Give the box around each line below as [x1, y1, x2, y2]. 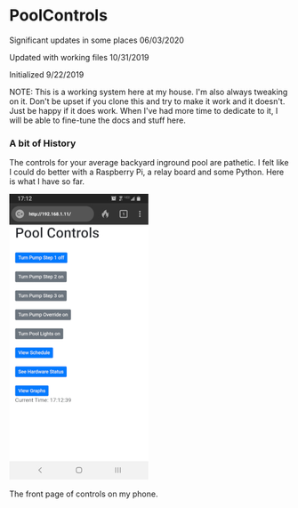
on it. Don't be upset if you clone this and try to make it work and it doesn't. [9, 95, 286, 107]
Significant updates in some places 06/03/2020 [9, 35, 185, 45]
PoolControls [9, 5, 109, 26]
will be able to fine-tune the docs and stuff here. [9, 115, 187, 125]
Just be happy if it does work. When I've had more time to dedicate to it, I [9, 105, 278, 116]
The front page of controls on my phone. [9, 488, 158, 499]
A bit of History [9, 137, 77, 149]
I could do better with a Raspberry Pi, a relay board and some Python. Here [9, 166, 285, 178]
